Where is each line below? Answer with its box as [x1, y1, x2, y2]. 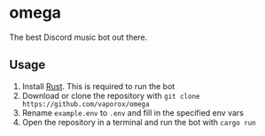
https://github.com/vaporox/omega [21, 100, 150, 109]
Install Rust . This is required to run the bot [21, 80, 175, 91]
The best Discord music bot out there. [9, 32, 148, 42]
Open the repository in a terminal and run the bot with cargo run [21, 117, 257, 127]
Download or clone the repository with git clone [21, 90, 200, 101]
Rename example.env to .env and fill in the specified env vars [21, 107, 244, 117]
